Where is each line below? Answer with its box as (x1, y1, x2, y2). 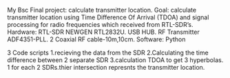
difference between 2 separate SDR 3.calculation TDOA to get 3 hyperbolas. (7, 56, 224, 64)
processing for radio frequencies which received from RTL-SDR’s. (7, 21, 194, 28)
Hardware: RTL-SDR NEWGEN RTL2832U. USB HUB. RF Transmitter (7, 28, 200, 36)
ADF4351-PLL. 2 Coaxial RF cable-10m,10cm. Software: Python (7, 35, 186, 43)
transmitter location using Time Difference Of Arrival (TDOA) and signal (7, 13, 209, 21)
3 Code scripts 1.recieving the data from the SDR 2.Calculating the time (7, 48, 209, 57)
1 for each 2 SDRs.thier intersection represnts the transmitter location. (7, 64, 205, 71)
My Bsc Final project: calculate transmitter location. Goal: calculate (7, 6, 197, 14)
